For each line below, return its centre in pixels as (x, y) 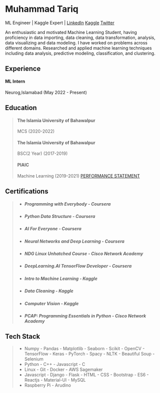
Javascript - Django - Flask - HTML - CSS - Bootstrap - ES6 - (87, 375)
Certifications (27, 191)
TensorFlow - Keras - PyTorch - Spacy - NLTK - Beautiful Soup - (90, 354)
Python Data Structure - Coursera (60, 216)
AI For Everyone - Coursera (53, 229)
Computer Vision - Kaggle (52, 303)
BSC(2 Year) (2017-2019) (42, 153)
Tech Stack (23, 337)
